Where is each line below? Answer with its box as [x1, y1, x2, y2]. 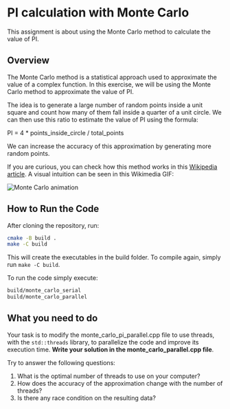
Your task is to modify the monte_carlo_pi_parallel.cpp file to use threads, [7, 331, 215, 339]
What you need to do [7, 312, 98, 324]
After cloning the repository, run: [7, 221, 100, 229]
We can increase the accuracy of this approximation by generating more [7, 142, 211, 150]
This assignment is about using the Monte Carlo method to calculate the [7, 27, 211, 36]
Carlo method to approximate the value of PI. [7, 87, 134, 95]
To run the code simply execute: [7, 274, 98, 282]
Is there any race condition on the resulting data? [16, 393, 157, 402]
